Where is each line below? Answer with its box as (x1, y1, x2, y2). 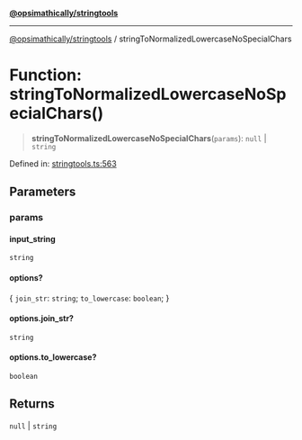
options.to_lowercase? (9, 352, 97, 363)
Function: (9, 65, 83, 85)
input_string (9, 233, 56, 244)
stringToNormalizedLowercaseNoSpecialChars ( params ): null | (31, 132, 267, 143)
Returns (9, 396, 56, 412)
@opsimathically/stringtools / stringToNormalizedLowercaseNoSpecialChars (9, 33, 292, 44)
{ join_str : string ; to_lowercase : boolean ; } (9, 292, 170, 303)
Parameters (9, 184, 76, 200)
